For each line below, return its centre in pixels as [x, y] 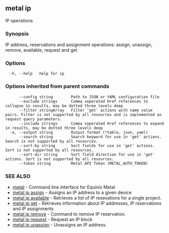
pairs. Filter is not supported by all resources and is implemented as [83, 114]
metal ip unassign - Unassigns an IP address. [60, 225]
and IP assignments [33, 209]
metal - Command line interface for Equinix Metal [64, 187]
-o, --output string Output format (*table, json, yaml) [79, 132]
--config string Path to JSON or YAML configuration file [89, 97]
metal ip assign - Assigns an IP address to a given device [72, 192]
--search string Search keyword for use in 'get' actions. [90, 137]
